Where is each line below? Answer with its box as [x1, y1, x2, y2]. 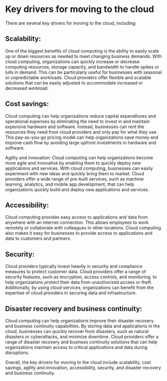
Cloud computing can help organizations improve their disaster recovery [5, 318, 154, 323]
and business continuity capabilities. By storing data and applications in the [5, 323, 161, 329]
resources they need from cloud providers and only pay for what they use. [5, 129, 158, 135]
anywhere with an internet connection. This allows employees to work [5, 219, 149, 226]
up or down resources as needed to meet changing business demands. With [5, 53, 162, 59]
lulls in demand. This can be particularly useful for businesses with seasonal [5, 69, 162, 75]
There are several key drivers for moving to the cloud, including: [5, 20, 137, 26]
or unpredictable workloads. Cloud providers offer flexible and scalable [5, 74, 152, 81]
